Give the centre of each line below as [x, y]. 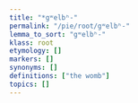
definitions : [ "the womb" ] [60, 76]
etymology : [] [36, 51]
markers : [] [31, 59]
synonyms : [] [34, 68]
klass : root [31, 43]
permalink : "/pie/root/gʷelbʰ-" [69, 26]
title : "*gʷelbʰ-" [43, 17]
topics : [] [30, 84]
